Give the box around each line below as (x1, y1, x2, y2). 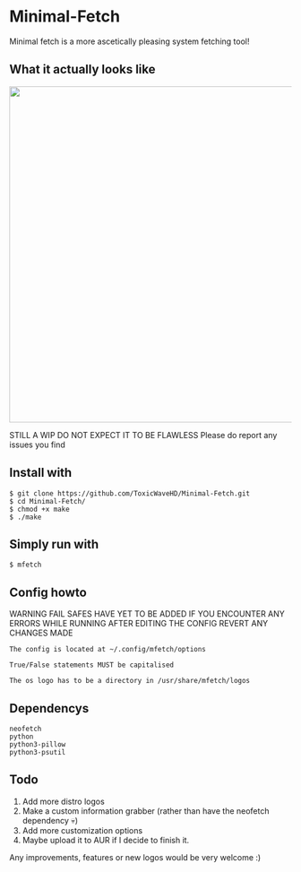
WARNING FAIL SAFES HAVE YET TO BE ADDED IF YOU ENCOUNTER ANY (9, 609, 285, 619)
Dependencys (9, 701, 90, 716)
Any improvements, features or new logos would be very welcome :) (9, 851, 262, 862)
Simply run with (9, 536, 99, 552)
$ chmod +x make (9, 505, 70, 514)
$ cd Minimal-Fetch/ (9, 496, 87, 505)
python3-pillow (9, 740, 66, 749)
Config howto (9, 584, 87, 600)
